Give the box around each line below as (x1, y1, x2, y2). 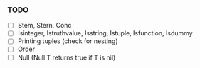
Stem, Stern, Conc (17, 21, 72, 30)
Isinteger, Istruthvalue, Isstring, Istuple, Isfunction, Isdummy (17, 29, 194, 38)
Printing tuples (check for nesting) (17, 37, 119, 45)
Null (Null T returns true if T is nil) (17, 53, 116, 62)
